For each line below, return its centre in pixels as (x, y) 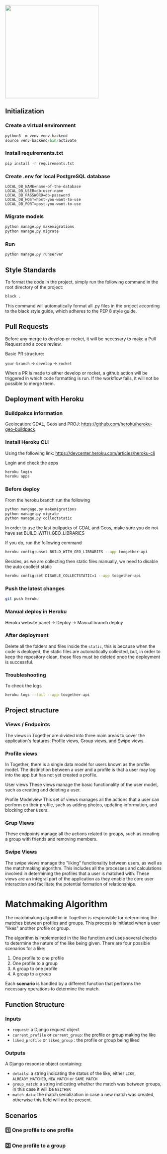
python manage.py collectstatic (39, 518)
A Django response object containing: (44, 1064)
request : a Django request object (46, 1030)
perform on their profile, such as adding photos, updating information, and (81, 805)
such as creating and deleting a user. (43, 790)
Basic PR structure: (25, 354)
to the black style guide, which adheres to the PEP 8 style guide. (71, 311)
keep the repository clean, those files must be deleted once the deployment (83, 657)
